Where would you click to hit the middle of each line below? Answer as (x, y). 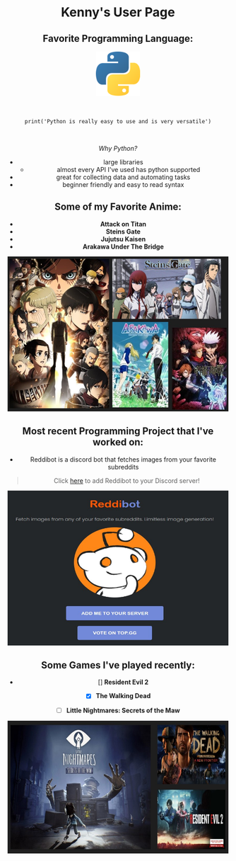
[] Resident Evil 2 (123, 682)
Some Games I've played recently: (118, 665)
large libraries (123, 162)
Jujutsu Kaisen (123, 239)
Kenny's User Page (118, 12)
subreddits (123, 467)
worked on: (118, 442)
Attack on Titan (123, 224)
